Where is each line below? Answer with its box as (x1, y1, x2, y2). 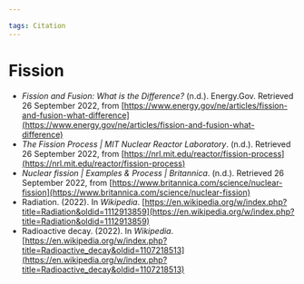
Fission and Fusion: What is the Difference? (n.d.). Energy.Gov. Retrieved (21, 90, 294, 101)
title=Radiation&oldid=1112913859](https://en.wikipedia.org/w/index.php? (21, 206, 295, 217)
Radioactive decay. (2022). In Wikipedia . (21, 225, 174, 236)
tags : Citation (8, 21, 66, 30)
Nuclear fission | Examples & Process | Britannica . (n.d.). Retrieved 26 (21, 167, 285, 178)
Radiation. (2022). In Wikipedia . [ (21, 196, 146, 207)
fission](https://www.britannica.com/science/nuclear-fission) (21, 187, 251, 198)
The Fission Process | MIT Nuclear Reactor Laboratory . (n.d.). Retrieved (21, 138, 291, 150)
